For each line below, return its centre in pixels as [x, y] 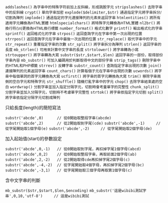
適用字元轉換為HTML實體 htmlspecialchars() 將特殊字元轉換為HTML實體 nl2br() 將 [83, 23]
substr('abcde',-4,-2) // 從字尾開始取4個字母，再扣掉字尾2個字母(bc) [75, 165]
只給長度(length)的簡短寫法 [33, 108]
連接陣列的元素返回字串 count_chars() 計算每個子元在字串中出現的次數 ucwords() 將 [82, 71]
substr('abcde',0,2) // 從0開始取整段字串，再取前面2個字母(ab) [71, 154]
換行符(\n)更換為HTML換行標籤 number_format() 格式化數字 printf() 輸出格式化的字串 [84, 29]
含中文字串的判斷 [23, 180]
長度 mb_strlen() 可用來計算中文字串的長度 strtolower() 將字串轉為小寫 [72, 50]
